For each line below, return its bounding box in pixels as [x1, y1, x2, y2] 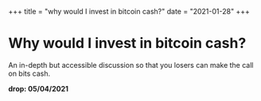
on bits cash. [8, 69, 51, 78]
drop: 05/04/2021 [8, 84, 69, 93]
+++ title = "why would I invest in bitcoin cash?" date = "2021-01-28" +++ [8, 7, 251, 16]
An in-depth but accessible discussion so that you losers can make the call [8, 60, 254, 69]
